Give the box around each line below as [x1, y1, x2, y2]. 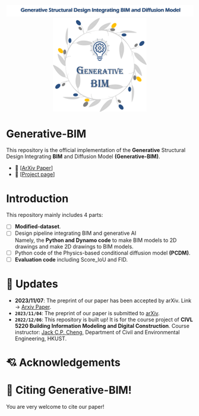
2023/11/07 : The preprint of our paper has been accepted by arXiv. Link [14, 297, 192, 304]
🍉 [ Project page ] [14, 171, 55, 178]
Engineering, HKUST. [14, 335, 67, 342]
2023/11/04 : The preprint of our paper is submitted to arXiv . [14, 309, 160, 316]
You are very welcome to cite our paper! [6, 403, 105, 410]
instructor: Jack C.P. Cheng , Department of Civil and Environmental [14, 328, 180, 336]
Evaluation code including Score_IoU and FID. [14, 256, 128, 263]
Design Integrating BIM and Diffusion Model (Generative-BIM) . [6, 153, 160, 160]
